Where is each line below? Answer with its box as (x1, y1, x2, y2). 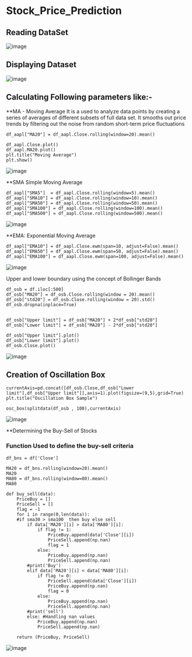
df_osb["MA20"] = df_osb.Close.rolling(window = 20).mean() (6, 291, 156, 298)
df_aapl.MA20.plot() (6, 147, 57, 153)
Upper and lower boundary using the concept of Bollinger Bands (6, 275, 162, 282)
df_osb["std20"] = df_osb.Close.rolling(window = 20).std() (6, 296, 156, 302)
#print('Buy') (27, 562, 61, 568)
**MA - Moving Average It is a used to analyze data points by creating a (6, 108, 180, 115)
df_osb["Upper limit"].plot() (6, 332, 80, 338)
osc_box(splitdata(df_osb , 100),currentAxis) (6, 406, 121, 412)
